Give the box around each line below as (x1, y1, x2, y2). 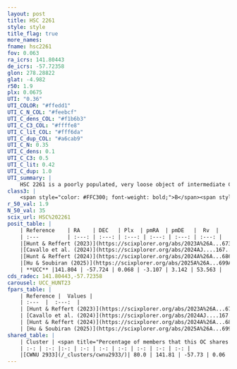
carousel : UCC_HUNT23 (7, 279, 71, 286)
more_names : (7, 37, 42, 44)
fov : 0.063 (7, 50, 39, 57)
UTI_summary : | (7, 174, 52, 181)
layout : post (7, 10, 46, 18)
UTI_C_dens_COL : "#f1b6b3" (7, 115, 87, 122)
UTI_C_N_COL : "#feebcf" (7, 109, 78, 116)
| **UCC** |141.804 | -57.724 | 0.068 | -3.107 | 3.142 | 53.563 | (20, 266, 222, 273)
